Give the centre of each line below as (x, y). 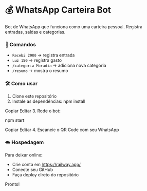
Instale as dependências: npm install (49, 101)
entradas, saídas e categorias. (35, 32)
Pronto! (12, 184)
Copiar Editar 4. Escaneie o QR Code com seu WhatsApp (62, 130)
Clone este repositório (34, 96)
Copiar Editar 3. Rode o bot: (33, 111)
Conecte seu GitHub (32, 170)
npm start (15, 120)
